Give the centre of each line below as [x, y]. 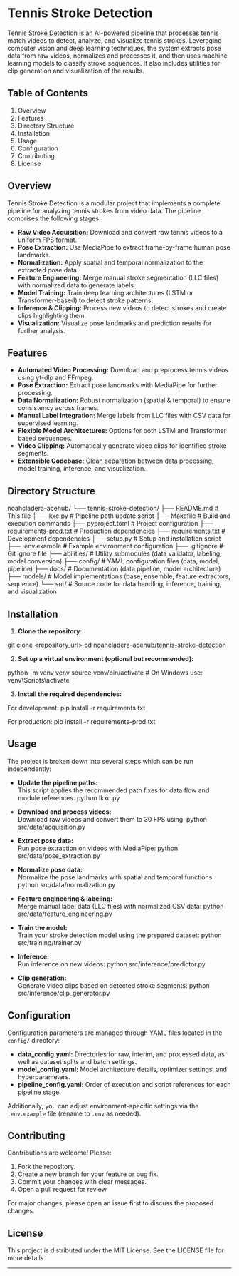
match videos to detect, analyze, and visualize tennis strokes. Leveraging [115, 40]
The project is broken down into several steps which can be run [101, 761]
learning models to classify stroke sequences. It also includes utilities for [114, 63]
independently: [30, 769]
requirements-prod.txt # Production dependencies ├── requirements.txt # [117, 531]
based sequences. [45, 438]
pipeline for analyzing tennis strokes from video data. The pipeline [104, 210]
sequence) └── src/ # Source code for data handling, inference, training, [115, 584]
